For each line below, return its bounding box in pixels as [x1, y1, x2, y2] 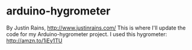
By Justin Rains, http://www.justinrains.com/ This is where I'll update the [6, 24, 186, 31]
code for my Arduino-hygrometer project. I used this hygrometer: [6, 30, 167, 37]
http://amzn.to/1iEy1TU [6, 37, 63, 44]
